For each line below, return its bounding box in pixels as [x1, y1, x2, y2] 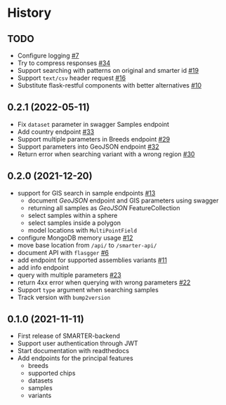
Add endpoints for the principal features [17, 354, 133, 362]
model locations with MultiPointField [27, 226, 138, 234]
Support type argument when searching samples [17, 285, 159, 294]
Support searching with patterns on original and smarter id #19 [17, 67, 199, 74]
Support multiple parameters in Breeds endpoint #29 [17, 135, 171, 143]
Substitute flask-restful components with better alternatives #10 [17, 81, 202, 89]
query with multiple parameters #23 [17, 270, 121, 279]
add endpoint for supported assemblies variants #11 [17, 256, 167, 264]
